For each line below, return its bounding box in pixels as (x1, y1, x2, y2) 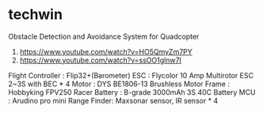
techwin (8, 6, 63, 24)
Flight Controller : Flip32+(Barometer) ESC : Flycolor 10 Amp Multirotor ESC (8, 70, 254, 80)
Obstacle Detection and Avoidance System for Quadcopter (8, 32, 200, 41)
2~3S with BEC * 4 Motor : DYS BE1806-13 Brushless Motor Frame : (8, 79, 230, 89)
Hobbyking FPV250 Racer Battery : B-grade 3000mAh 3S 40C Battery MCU (8, 87, 256, 96)
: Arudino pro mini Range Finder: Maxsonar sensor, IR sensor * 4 (8, 96, 219, 105)
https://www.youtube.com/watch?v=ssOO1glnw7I (19, 55, 182, 65)
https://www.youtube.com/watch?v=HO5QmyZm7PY (19, 47, 192, 56)
